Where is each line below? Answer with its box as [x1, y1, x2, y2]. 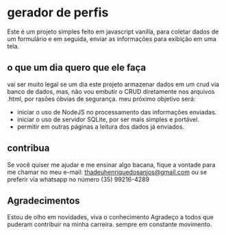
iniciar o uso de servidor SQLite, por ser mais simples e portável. [16, 115, 200, 123]
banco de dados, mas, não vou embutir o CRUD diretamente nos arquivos [7, 87, 215, 95]
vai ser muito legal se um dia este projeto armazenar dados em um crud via [7, 80, 220, 88]
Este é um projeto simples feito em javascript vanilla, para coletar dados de [7, 27, 219, 36]
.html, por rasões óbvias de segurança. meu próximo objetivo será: [7, 95, 196, 103]
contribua [7, 143, 50, 154]
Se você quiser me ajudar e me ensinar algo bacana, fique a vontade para [7, 160, 216, 169]
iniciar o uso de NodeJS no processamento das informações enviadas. [16, 108, 217, 116]
